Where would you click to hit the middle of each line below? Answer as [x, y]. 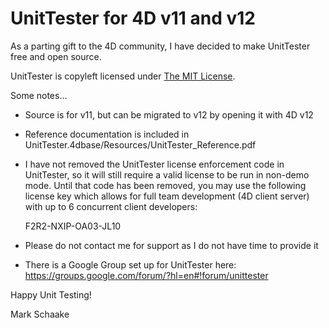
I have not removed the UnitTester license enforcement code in [154, 164]
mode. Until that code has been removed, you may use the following [165, 185]
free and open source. [56, 56]
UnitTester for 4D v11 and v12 [133, 18]
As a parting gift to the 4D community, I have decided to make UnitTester [160, 46]
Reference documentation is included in [107, 134]
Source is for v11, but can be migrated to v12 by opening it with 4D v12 [169, 114]
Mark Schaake [40, 314]
